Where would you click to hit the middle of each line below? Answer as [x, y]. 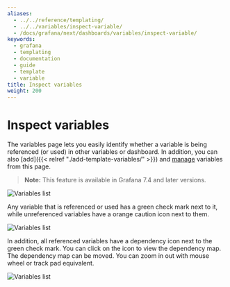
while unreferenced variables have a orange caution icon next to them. [108, 214]
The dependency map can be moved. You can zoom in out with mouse [108, 256]
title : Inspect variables [44, 85]
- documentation [37, 59]
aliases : [20, 14]
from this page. [29, 166]
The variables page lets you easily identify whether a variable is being [107, 145]
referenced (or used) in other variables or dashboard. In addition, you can [112, 152]
